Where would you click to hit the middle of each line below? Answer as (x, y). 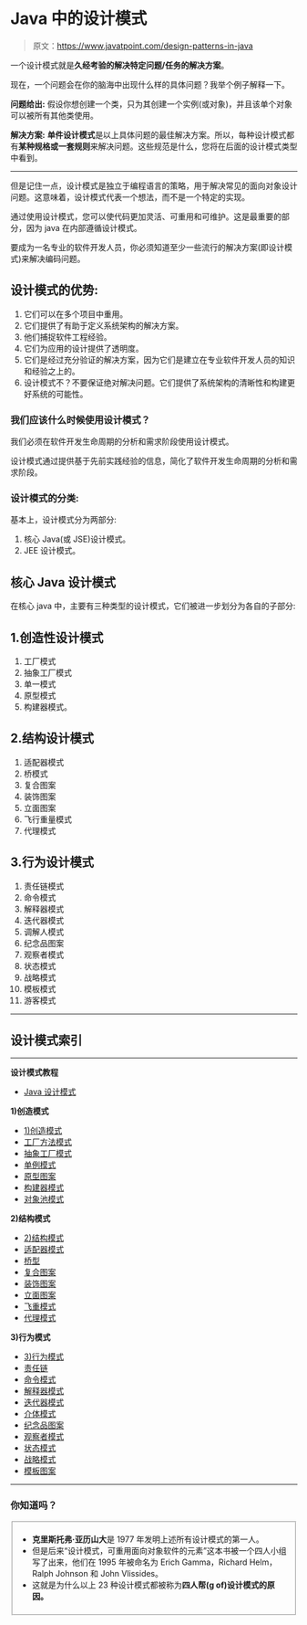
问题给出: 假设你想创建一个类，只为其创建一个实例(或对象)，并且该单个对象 (151, 104)
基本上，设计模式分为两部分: (64, 520)
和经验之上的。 (51, 371)
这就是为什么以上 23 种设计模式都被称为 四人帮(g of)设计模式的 (150, 1585)
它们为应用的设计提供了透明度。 (83, 348)
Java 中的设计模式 (79, 19)
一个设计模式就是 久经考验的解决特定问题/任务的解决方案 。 (120, 65)
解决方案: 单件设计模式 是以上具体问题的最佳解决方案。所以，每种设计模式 (148, 134)
